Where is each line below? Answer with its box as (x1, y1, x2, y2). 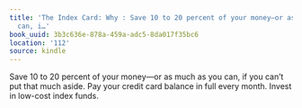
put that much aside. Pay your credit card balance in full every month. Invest (9, 81, 292, 92)
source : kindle (9, 47, 67, 56)
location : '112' (9, 38, 70, 48)
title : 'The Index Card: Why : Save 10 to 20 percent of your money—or (9, 13, 283, 22)
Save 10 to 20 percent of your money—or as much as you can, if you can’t (9, 71, 284, 82)
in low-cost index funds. (9, 91, 99, 102)
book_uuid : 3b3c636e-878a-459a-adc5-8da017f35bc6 (9, 30, 200, 39)
